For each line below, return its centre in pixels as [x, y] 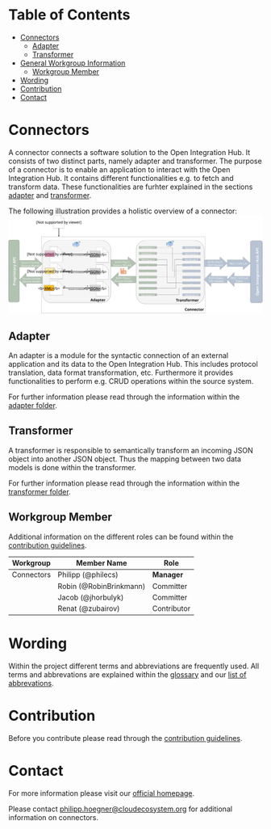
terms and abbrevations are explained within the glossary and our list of [127, 674]
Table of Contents [69, 15]
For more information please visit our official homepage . [102, 793]
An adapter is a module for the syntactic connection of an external [118, 356]
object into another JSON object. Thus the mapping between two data [125, 459]
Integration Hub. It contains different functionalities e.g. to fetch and [121, 178]
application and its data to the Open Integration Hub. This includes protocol [133, 364]
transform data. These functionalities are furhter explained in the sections [131, 187]
